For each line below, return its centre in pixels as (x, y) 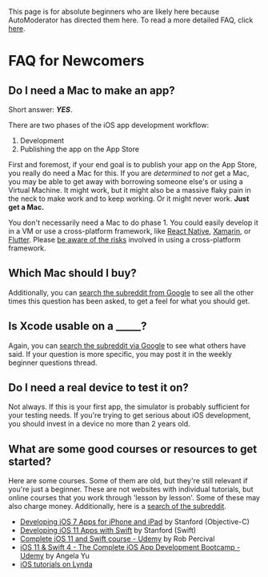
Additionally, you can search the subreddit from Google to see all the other (131, 292)
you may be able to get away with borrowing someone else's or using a (126, 182)
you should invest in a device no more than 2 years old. (99, 424)
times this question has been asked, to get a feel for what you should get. (129, 301)
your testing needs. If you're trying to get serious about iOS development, (130, 415)
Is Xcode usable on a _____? (78, 326)
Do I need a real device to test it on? (99, 388)
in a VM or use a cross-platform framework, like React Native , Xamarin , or (130, 231)
